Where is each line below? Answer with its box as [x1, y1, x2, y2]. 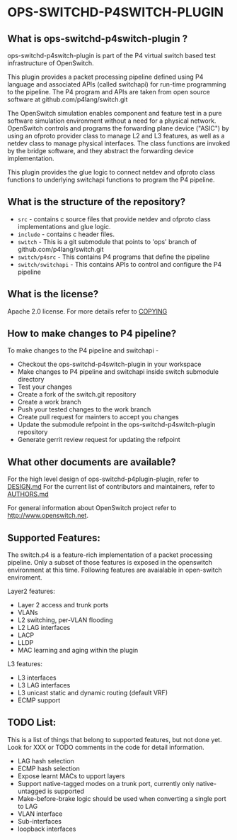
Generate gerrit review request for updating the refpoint [17, 436, 180, 444]
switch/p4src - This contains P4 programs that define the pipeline [17, 253, 210, 261]
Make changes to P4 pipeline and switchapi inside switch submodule [17, 367, 219, 376]
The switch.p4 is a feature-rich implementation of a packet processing [7, 551, 213, 559]
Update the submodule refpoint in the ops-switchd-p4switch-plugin [17, 420, 216, 429]
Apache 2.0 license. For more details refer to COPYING [7, 306, 168, 316]
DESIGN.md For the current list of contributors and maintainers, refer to [7, 482, 216, 491]
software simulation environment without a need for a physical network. [7, 116, 216, 125]
